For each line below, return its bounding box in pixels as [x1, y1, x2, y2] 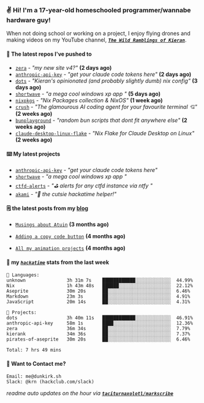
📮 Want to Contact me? [6, 360, 66, 367]
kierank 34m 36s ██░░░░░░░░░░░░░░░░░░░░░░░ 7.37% [6, 331, 191, 337]
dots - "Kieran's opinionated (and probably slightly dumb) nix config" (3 [15, 77, 198, 85]
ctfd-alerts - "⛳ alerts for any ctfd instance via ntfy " [15, 182, 153, 189]
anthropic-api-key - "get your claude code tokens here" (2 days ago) [15, 70, 192, 78]
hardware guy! [6, 15, 51, 24]
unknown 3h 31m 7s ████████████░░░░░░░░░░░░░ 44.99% [6, 277, 193, 284]
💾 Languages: [6, 272, 40, 278]
